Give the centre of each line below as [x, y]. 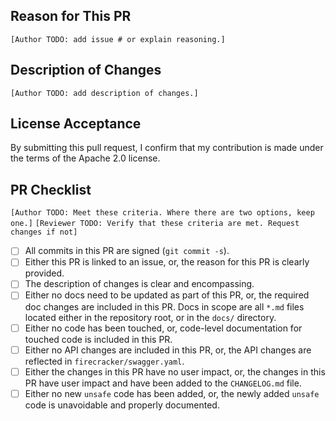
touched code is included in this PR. [98, 339]
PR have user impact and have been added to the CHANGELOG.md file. [163, 383]
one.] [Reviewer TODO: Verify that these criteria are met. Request [155, 224]
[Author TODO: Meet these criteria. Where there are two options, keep [162, 213]
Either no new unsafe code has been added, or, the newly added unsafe [172, 393]
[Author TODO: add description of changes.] [104, 93]
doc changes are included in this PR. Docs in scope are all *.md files [164, 306]
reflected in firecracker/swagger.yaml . [104, 361]
